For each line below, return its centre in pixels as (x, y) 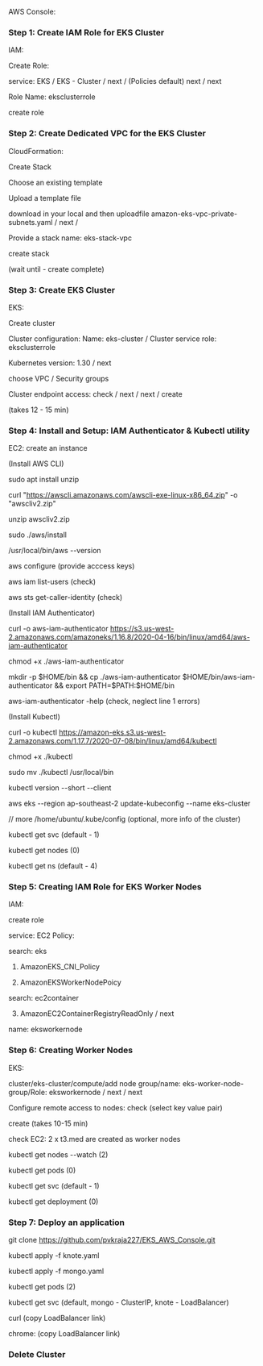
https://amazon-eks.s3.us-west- (113, 732)
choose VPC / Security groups (59, 378)
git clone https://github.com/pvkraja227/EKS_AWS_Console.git (112, 1240)
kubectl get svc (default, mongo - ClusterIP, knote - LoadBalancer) (119, 1302)
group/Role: (28, 1092)
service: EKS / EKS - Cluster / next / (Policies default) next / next (115, 81)
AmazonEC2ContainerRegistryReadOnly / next (97, 1014)
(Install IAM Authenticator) (52, 613)
